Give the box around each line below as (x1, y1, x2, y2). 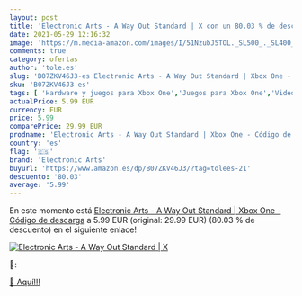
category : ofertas (9, 55, 78, 64)
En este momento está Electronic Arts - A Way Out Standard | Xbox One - (9, 205, 281, 216)
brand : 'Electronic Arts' (9, 155, 106, 165)
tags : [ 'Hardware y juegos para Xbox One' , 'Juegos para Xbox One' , (9, 88, 271, 97)
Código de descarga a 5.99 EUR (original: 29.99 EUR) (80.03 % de (9, 215, 255, 226)
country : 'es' (9, 139, 63, 148)
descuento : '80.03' (9, 172, 83, 181)
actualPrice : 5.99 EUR (9, 96, 94, 106)
